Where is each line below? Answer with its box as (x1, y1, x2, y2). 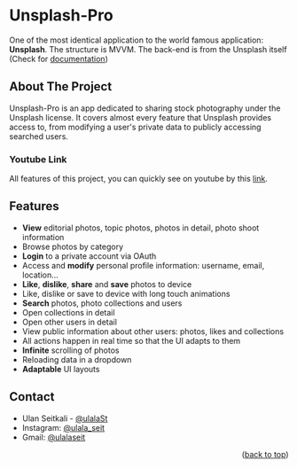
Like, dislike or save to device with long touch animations (21, 288, 231, 299)
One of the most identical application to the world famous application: (9, 35, 264, 45)
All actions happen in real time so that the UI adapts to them (21, 335, 241, 346)
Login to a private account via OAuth (21, 250, 157, 261)
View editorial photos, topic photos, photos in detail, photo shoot (21, 222, 260, 233)
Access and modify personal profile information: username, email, (21, 260, 265, 270)
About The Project (9, 79, 113, 94)
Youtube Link (9, 152, 67, 165)
